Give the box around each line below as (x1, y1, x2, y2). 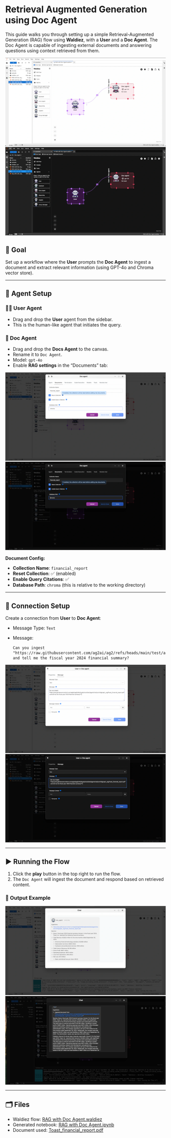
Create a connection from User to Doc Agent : (5, 615, 101, 621)
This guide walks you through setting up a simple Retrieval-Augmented (5, 31, 154, 37)
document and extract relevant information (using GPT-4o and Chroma (5, 264, 154, 270)
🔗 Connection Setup (5, 601, 70, 610)
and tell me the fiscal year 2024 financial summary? (12, 655, 129, 661)
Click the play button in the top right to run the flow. (12, 871, 121, 877)
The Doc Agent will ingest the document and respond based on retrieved (12, 876, 164, 882)
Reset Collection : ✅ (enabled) (12, 570, 76, 577)
